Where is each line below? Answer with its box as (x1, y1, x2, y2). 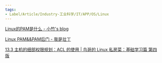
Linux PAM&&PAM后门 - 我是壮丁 (5, 36, 72, 42)
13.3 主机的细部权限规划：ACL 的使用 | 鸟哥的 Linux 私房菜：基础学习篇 (5, 46, 147, 52)
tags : (5, 7, 16, 12)
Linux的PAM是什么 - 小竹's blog (5, 25, 69, 32)
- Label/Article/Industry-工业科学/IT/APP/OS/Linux (5, 12, 109, 17)
